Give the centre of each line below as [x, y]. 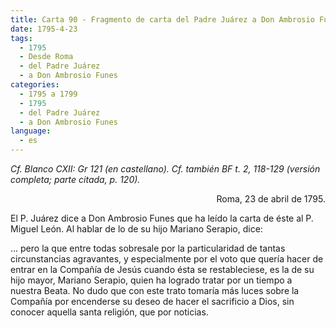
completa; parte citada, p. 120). [75, 179]
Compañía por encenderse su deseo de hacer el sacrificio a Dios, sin [152, 301]
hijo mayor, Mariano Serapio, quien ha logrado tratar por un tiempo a [151, 280]
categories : [35, 85]
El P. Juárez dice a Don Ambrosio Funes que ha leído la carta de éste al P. [162, 218]
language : [31, 131]
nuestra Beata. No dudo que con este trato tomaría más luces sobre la [155, 290]
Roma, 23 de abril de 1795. [271, 199]
